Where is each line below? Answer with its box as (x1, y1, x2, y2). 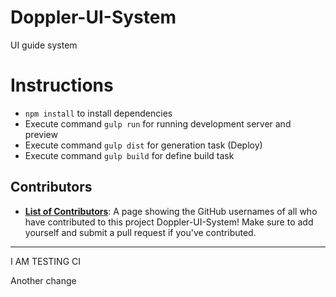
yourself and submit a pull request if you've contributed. (24, 226, 257, 238)
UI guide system (10, 39, 78, 51)
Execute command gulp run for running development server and (24, 117, 292, 130)
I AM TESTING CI (10, 255, 82, 267)
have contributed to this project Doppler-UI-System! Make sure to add (24, 216, 314, 228)
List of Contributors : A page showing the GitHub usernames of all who (24, 205, 318, 217)
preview (24, 128, 58, 140)
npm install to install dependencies (24, 107, 173, 119)
